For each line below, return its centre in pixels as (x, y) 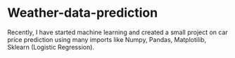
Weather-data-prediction (83, 13)
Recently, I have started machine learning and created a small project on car (118, 32)
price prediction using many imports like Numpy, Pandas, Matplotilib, (107, 39)
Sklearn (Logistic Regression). (51, 47)
